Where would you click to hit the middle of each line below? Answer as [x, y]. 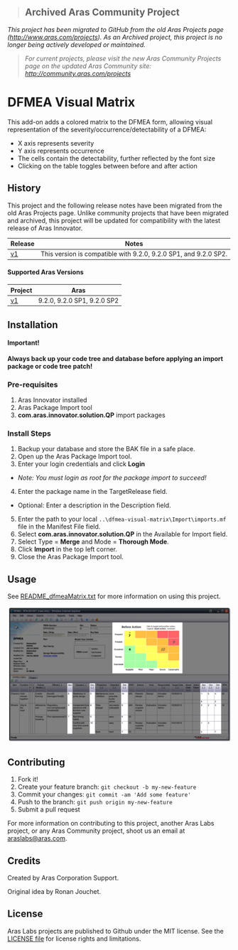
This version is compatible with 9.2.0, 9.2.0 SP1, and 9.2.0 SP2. [134, 254]
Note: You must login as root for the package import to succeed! [112, 478]
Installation [33, 324]
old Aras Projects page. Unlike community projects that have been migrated [118, 212]
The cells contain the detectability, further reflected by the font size [116, 158]
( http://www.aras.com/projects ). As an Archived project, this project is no [115, 37]
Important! [23, 343]
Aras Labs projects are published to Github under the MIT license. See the [115, 931]
